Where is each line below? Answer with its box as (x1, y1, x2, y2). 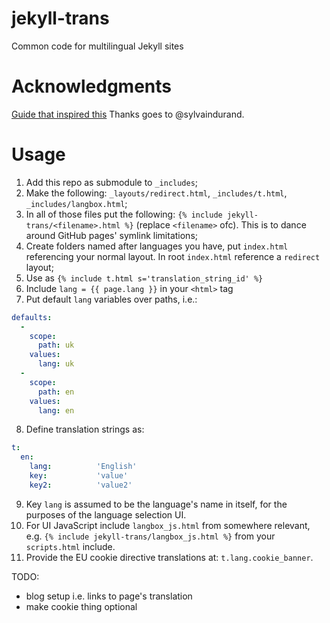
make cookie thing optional (25, 600, 138, 612)
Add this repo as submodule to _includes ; (25, 176, 199, 188)
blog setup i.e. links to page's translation (25, 590, 193, 602)
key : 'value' (29, 471, 129, 481)
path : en (37, 387, 75, 397)
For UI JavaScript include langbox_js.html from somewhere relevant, (25, 519, 311, 531)
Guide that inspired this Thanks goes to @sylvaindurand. (11, 108, 245, 120)
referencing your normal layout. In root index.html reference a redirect (25, 250, 321, 262)
